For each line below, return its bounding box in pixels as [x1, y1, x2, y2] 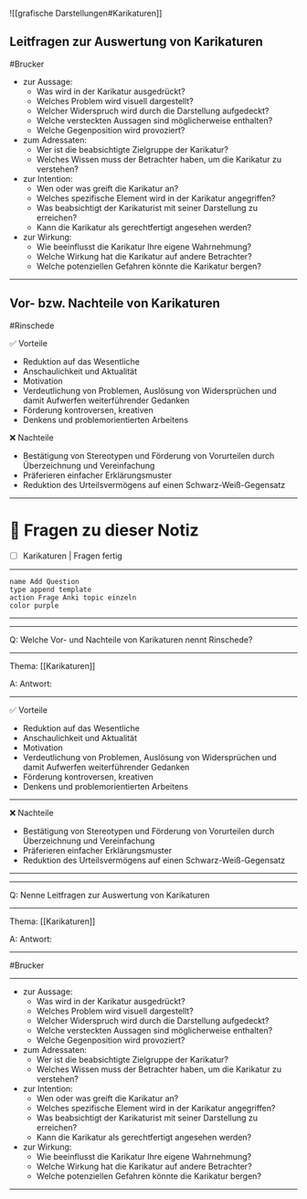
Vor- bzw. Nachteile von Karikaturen [9, 296, 221, 312]
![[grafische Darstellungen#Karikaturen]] [9, 8, 163, 18]
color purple [9, 600, 59, 610]
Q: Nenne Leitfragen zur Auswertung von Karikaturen [9, 889, 210, 900]
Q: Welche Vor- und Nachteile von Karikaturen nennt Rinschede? [9, 634, 253, 645]
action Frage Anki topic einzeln [9, 593, 137, 602]
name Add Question [9, 577, 79, 586]
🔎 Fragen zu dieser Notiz [9, 520, 199, 540]
